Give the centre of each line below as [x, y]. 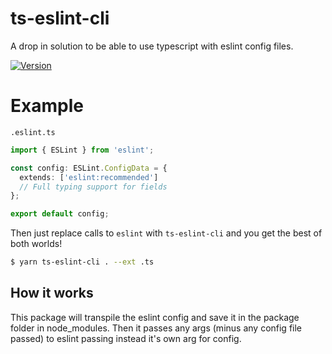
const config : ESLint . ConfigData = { [89, 168]
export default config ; [60, 214]
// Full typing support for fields [93, 187]
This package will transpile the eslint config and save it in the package [155, 317]
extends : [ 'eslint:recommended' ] [89, 177]
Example [47, 106]
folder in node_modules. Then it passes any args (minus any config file [156, 328]
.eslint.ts [33, 132]
